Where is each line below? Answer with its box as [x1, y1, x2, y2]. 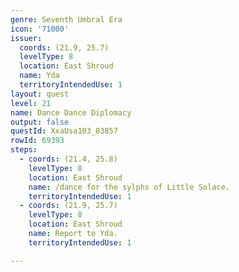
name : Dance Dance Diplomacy [10, 107, 132, 118]
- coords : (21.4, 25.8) [19, 154, 118, 164]
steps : [10, 145, 38, 155]
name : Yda [19, 71, 60, 81]
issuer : [10, 33, 43, 43]
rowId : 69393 [10, 136, 65, 146]
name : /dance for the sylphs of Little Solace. [28, 182, 230, 192]
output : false [10, 117, 70, 127]
